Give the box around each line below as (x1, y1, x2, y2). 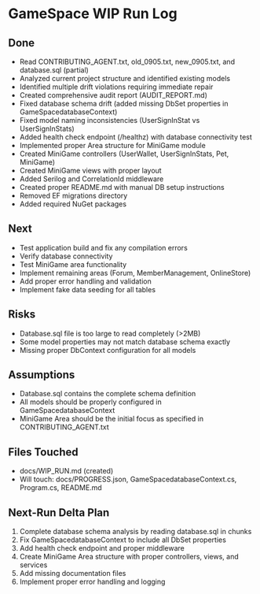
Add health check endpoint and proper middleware (19, 544, 185, 553)
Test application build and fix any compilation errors (19, 243, 189, 252)
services (19, 560, 48, 570)
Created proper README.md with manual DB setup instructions (19, 183, 225, 191)
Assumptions (8, 368, 75, 382)
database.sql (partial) (19, 65, 89, 75)
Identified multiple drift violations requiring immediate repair (19, 82, 214, 91)
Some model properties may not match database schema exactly (19, 336, 230, 347)
